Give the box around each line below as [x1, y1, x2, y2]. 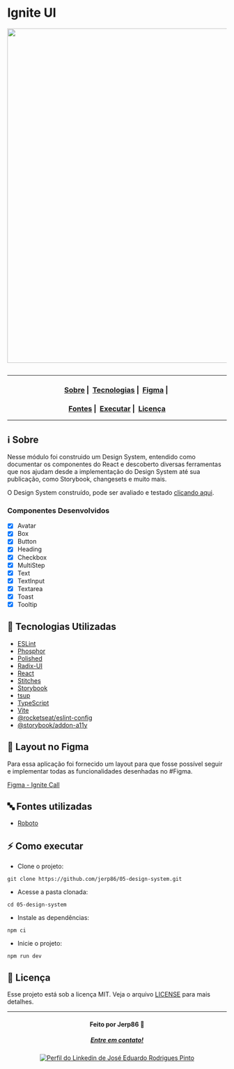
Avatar [17, 521, 36, 530]
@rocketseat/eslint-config [17, 713, 93, 722]
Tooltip [17, 600, 38, 608]
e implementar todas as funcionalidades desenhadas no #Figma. [7, 767, 193, 775]
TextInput [17, 576, 45, 585]
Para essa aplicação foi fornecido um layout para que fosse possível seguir [7, 760, 223, 768]
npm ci [7, 927, 26, 935]
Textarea [17, 584, 43, 593]
